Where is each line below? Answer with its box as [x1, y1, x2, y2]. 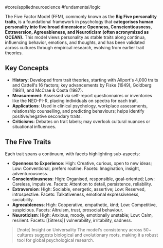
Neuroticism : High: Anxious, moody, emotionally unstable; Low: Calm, [12, 212, 153, 218]
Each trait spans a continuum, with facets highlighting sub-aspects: [5, 151, 140, 157]
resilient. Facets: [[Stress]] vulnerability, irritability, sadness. [12, 217, 132, 223]
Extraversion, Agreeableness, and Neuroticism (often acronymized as [5, 29, 149, 35]
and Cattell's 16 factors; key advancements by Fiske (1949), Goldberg [12, 82, 152, 88]
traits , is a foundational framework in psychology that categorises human [5, 19, 154, 24]
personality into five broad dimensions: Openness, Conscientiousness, [5, 24, 152, 30]
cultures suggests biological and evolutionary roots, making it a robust [17, 232, 158, 238]
